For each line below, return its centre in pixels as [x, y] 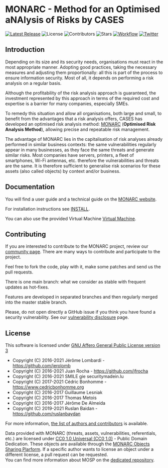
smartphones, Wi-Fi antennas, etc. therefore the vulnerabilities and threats [82, 160]
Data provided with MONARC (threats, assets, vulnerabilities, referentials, [81, 433]
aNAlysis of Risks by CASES [65, 20]
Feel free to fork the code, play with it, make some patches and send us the [83, 267]
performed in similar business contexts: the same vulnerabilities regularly [81, 144]
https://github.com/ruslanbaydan [46, 414]
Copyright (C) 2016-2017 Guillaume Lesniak [57, 393]
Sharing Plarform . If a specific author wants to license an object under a [79, 449]
